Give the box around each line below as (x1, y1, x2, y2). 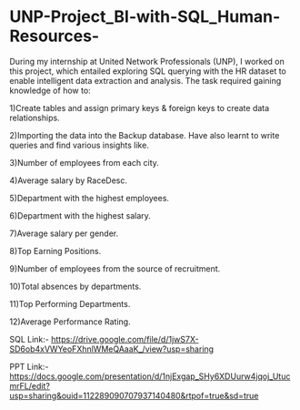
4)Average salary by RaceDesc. (9, 175, 127, 186)
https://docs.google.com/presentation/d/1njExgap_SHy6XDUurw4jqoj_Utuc (9, 371, 291, 382)
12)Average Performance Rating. (9, 316, 131, 327)
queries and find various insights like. (9, 139, 150, 150)
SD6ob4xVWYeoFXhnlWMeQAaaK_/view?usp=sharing (9, 343, 215, 354)
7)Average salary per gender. (9, 228, 119, 239)
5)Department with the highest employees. (9, 192, 170, 203)
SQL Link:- (9, 333, 50, 344)
